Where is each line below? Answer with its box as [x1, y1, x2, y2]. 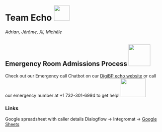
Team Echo [5, 12, 52, 23]
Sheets [5, 122, 20, 128]
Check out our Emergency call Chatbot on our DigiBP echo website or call [5, 72, 157, 79]
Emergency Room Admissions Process [5, 60, 128, 68]
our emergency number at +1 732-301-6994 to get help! [5, 92, 120, 98]
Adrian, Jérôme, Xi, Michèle [5, 29, 62, 35]
